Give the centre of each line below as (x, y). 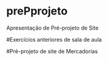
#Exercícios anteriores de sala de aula (54, 39)
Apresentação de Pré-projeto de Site (52, 28)
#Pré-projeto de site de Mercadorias (52, 51)
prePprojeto (37, 11)
